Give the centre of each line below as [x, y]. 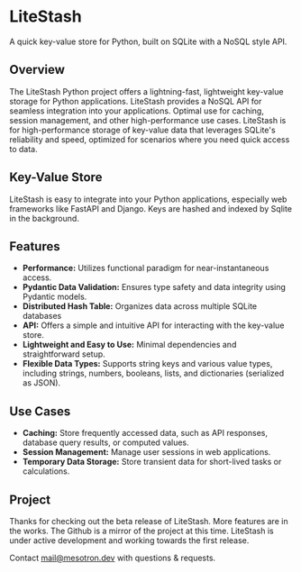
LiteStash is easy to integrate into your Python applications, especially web [148, 199]
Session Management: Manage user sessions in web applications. [146, 452]
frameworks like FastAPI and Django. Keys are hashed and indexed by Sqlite [151, 208]
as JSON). [41, 383]
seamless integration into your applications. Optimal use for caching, [137, 111]
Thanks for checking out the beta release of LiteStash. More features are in [149, 521]
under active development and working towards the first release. [129, 540]
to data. [23, 149]
